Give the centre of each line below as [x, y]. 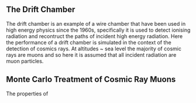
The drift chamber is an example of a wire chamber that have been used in [96, 23]
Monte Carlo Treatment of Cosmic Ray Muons [91, 79]
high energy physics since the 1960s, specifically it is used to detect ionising [98, 30]
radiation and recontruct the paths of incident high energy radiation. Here [94, 36]
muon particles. [25, 61]
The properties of [27, 94]
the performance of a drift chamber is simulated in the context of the [89, 42]
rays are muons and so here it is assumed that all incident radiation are [91, 54]
